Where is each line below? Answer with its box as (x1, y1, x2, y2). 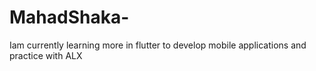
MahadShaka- (9, 6, 130, 29)
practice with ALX (9, 49, 83, 61)
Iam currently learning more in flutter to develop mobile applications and (9, 39, 307, 51)
